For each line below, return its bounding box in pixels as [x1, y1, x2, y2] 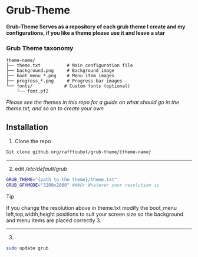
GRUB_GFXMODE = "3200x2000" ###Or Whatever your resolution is [6, 182, 160, 188]
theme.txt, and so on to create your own [6, 105, 104, 112]
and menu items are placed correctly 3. [6, 216, 101, 224]
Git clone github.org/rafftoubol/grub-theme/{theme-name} [6, 149, 151, 155]
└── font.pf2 [16, 88, 49, 94]
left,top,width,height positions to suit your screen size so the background [6, 210, 184, 218]
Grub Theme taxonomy [6, 44, 74, 52]
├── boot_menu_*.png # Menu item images [6, 73, 115, 79]
